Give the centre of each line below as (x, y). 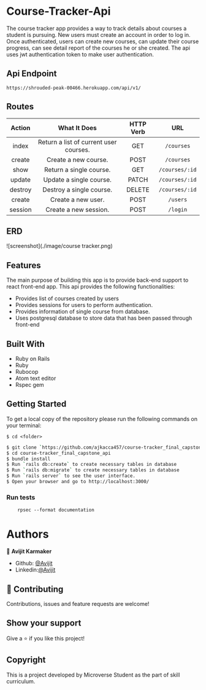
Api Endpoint (32, 74)
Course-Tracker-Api (59, 11)
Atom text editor (36, 378)
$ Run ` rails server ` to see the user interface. (71, 476)
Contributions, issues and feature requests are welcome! (78, 603)
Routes (20, 107)
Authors (28, 534)
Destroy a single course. (77, 190)
